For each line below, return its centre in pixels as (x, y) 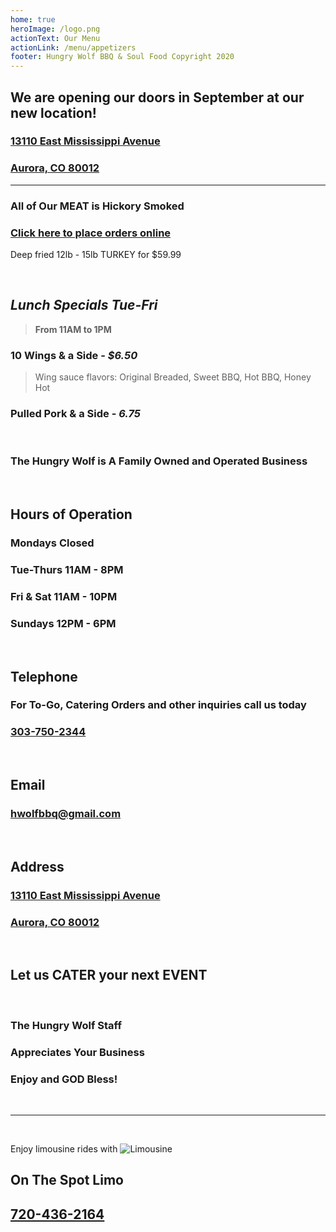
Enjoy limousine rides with (64, 1148)
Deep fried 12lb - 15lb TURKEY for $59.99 (96, 254)
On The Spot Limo (67, 1180)
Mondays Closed (52, 543)
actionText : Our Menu (55, 38)
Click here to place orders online (91, 233)
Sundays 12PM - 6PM (63, 623)
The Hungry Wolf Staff (66, 1025)
